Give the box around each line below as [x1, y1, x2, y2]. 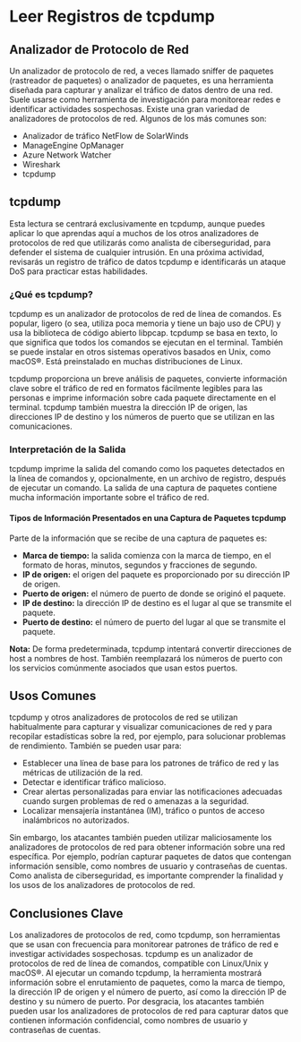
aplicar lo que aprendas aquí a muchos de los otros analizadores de [9, 227, 260, 238]
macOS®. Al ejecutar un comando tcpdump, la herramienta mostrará [9, 968, 262, 978]
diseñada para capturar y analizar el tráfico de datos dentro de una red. [9, 85, 273, 95]
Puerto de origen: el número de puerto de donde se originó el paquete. [21, 588, 287, 599]
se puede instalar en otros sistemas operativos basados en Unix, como [9, 346, 271, 357]
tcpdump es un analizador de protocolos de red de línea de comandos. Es [9, 309, 282, 320]
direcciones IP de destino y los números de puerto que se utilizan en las [9, 412, 275, 423]
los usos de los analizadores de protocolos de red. [9, 880, 195, 891]
